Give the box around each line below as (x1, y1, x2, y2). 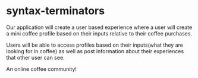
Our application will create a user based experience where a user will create (6, 24, 193, 31)
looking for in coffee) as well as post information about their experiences (6, 47, 184, 54)
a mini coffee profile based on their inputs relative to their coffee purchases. (6, 30, 192, 37)
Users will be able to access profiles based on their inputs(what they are (6, 41, 183, 48)
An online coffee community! (6, 65, 77, 72)
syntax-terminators (6, 4, 105, 18)
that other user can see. (6, 54, 65, 61)
